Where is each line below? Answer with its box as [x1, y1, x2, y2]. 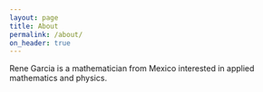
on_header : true [9, 38, 71, 48]
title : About [9, 22, 59, 31]
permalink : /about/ [9, 30, 83, 39]
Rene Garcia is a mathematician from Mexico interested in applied [9, 63, 255, 74]
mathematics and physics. [9, 73, 107, 84]
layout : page [9, 13, 59, 23]
